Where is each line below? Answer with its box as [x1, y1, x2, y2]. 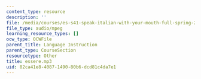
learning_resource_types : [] [6, 31, 79, 37]
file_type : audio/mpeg [6, 25, 63, 31]
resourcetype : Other [6, 53, 58, 59]
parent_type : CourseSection [6, 48, 77, 53]
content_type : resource [6, 8, 66, 15]
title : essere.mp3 [6, 58, 52, 64]
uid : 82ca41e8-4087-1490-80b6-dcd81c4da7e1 [6, 64, 117, 70]
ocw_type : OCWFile [6, 36, 52, 42]
